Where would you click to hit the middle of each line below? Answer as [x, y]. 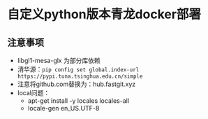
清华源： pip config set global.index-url [78, 69]
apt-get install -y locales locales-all [79, 101]
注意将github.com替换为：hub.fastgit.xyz [76, 84]
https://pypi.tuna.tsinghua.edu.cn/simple [80, 76]
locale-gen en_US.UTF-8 [64, 108]
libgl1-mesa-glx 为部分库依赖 [59, 61]
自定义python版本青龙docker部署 [104, 14]
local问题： [34, 93]
